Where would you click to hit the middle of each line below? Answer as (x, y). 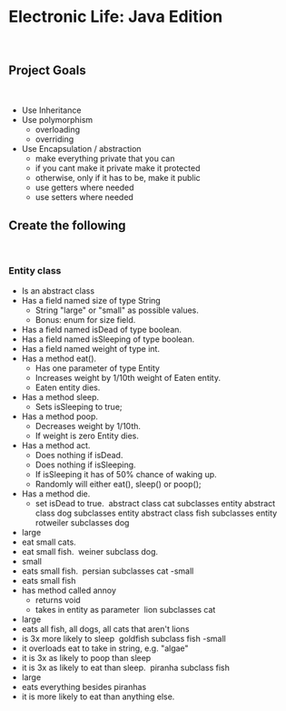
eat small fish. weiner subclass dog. (90, 551)
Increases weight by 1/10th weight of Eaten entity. (128, 377)
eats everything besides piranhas (84, 686)
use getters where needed (84, 187)
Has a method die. (56, 494)
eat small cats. (49, 542)
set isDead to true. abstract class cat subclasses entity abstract (155, 503)
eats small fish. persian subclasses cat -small (108, 571)
